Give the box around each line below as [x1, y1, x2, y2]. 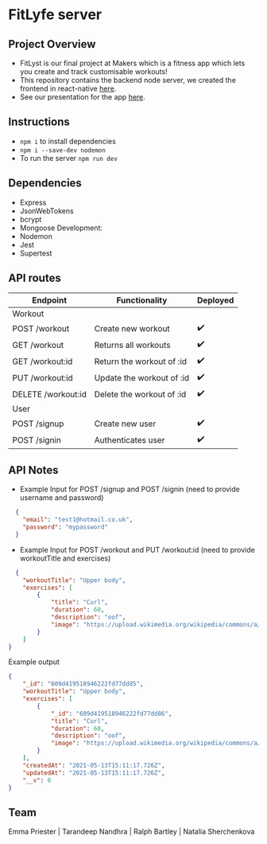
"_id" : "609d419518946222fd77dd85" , [22, 680, 145, 688]
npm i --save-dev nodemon [19, 146, 106, 154]
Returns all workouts [94, 339, 171, 350]
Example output [8, 657, 60, 666]
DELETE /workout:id [12, 389, 87, 400]
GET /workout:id [12, 356, 73, 367]
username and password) [19, 493, 104, 502]
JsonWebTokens [19, 205, 74, 216]
